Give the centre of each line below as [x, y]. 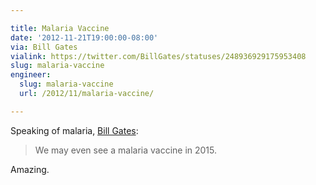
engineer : [31, 75]
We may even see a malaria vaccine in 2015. [126, 150]
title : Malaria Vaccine [60, 28]
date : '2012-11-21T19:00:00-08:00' [84, 37]
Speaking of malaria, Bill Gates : [74, 130]
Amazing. [30, 169]
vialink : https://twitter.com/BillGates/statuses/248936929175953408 [158, 56]
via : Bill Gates [44, 47]
